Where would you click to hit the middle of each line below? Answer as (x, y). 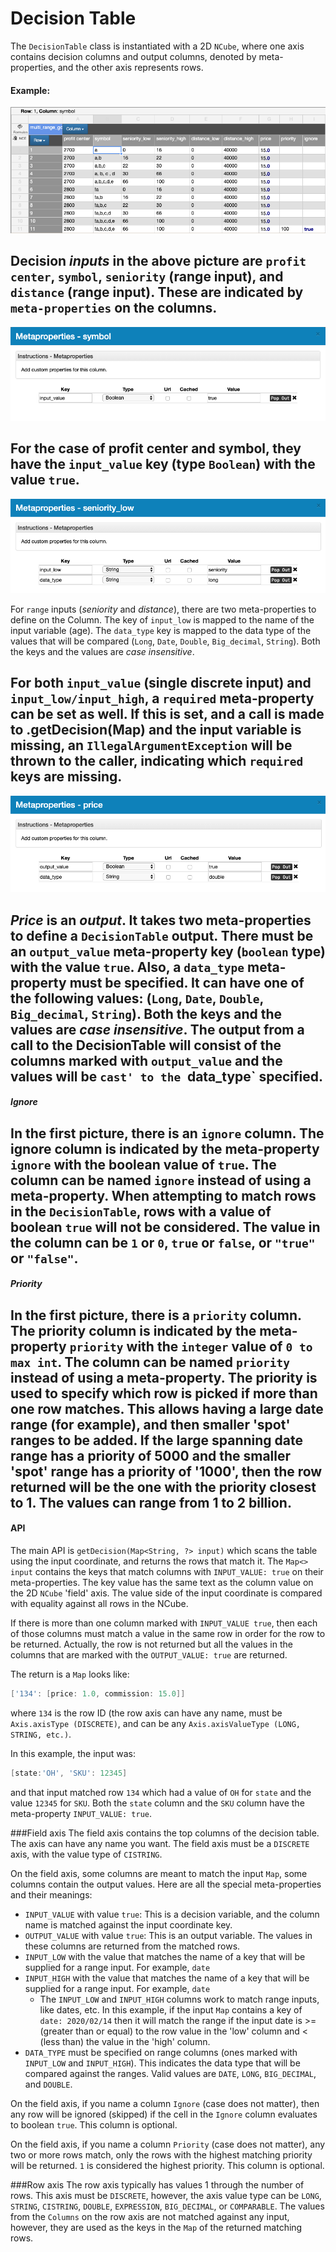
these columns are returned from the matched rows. (132, 1946)
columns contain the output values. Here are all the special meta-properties (166, 1884)
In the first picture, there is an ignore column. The (167, 1133)
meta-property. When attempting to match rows (163, 1195)
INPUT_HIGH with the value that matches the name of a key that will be (167, 1978)
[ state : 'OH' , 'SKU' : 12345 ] (69, 1773)
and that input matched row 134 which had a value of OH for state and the (161, 1792)
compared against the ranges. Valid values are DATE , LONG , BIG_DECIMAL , (170, 2073)
